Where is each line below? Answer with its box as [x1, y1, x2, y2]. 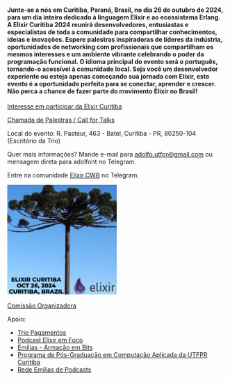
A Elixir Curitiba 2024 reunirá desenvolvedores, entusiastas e [7, 20, 189, 29]
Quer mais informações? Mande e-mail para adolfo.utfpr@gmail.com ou [7, 150, 213, 159]
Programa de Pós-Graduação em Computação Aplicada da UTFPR [17, 351, 208, 359]
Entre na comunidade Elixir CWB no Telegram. [7, 171, 140, 180]
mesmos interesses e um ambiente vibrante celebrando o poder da [7, 49, 204, 58]
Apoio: [7, 315, 26, 324]
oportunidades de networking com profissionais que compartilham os [7, 42, 214, 51]
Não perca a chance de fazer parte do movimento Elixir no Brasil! [7, 87, 198, 95]
